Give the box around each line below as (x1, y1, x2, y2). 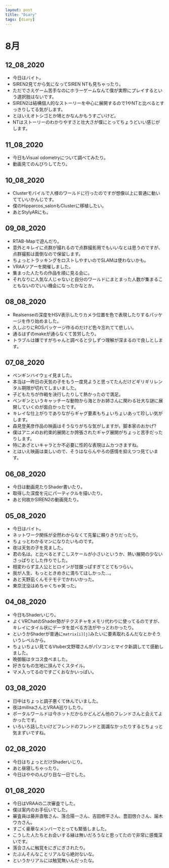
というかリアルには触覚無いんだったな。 (12, 857, 97, 863)
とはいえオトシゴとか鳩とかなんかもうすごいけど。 (12, 113, 119, 119)
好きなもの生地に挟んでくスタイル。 (12, 662, 88, 668)
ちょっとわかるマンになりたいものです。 (12, 538, 96, 545)
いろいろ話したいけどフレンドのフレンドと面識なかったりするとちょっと (12, 723, 163, 729)
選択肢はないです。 (17, 94, 57, 100)
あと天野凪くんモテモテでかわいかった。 (12, 576, 97, 583)
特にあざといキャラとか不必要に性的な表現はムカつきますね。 (12, 442, 141, 448)
